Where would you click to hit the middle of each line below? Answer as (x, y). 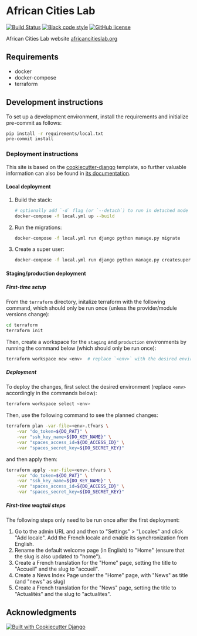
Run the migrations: (38, 227)
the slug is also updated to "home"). (58, 556)
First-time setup (26, 287)
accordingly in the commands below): (52, 393)
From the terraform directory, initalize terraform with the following (86, 302)
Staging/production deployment (46, 273)
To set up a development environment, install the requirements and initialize (97, 117)
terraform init (25, 330)
